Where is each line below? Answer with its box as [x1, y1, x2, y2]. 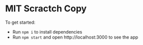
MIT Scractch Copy [5, 3, 87, 14]
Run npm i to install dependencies [12, 29, 82, 35]
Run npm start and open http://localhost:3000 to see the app [12, 34, 138, 40]
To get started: [5, 19, 36, 25]
